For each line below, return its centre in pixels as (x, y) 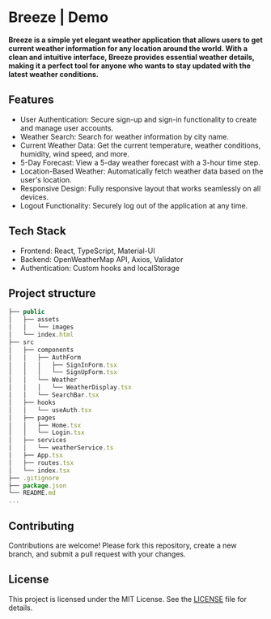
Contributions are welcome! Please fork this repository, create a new (123, 545)
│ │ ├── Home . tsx (45, 425)
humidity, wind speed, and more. (75, 153)
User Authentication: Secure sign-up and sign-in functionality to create (138, 119)
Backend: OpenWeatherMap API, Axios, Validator (102, 259)
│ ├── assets (34, 320)
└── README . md (32, 493)
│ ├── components (41, 350)
